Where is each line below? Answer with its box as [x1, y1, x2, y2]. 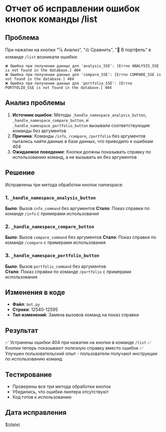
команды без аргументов [12, 128, 66, 134]
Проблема [5, 33, 40, 42]
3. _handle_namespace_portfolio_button [5, 252, 100, 259]
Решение [5, 168, 35, 177]
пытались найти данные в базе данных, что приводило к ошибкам [12, 138, 153, 144]
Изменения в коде [5, 288, 65, 296]
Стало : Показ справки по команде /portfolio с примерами [5, 269, 131, 275]
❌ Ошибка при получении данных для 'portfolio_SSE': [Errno [5, 81, 132, 86]
